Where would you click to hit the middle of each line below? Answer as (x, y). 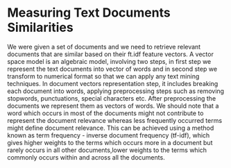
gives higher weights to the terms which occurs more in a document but (110, 142)
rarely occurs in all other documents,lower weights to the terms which (107, 150)
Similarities (41, 27)
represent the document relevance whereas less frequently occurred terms (115, 120)
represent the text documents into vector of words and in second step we (112, 69)
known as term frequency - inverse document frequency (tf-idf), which (109, 135)
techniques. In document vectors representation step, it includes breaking (113, 83)
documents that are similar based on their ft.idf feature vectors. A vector (110, 54)
